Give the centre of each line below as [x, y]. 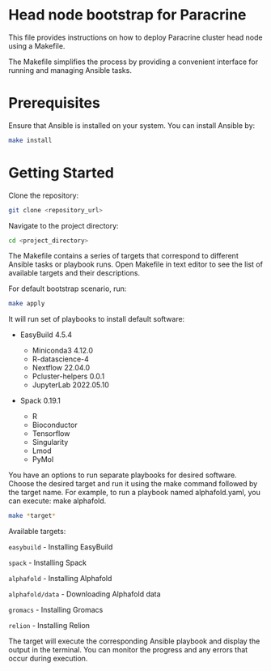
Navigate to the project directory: [64, 225]
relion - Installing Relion [49, 626]
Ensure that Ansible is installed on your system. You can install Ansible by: [132, 125]
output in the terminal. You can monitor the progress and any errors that [128, 650]
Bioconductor [55, 425]
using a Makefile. [37, 45]
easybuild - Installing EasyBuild [61, 547]
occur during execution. [48, 659]
